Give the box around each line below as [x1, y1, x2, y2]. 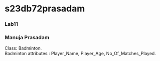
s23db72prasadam [4, 3, 85, 14]
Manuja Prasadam [4, 34, 49, 41]
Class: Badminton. [4, 45, 42, 51]
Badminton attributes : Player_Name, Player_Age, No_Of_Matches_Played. [4, 51, 156, 57]
